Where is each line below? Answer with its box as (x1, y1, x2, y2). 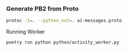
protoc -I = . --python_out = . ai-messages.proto (6, 18, 122, 24)
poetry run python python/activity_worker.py (6, 39, 119, 45)
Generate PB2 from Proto (6, 5, 79, 13)
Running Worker (6, 28, 45, 35)
